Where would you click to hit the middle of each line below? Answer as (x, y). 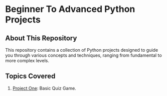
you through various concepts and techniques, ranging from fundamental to (83, 55)
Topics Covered (30, 76)
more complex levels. (27, 60)
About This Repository (41, 38)
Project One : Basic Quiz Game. (44, 88)
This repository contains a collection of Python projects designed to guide (82, 50)
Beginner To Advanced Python (70, 9)
